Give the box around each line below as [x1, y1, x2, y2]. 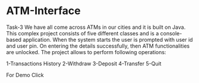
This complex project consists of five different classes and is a [6, 29, 159, 36]
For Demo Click [6, 71, 44, 78]
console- [160, 29, 182, 36]
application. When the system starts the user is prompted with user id [23, 36, 193, 43]
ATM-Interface [6, 4, 81, 18]
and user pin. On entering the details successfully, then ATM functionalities [6, 42, 190, 49]
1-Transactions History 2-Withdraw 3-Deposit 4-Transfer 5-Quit [6, 60, 162, 67]
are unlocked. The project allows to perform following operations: [6, 48, 166, 55]
